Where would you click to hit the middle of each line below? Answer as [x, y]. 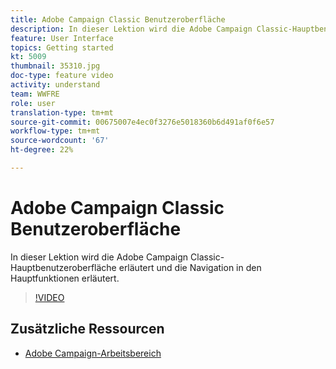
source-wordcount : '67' [60, 141]
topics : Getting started [62, 47]
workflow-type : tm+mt [55, 131]
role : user [33, 103]
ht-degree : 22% [42, 150]
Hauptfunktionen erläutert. [65, 278]
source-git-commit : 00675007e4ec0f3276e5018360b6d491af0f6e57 [142, 122]
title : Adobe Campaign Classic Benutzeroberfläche [118, 19]
